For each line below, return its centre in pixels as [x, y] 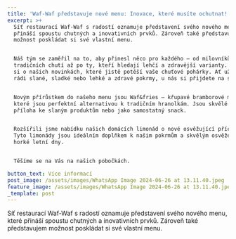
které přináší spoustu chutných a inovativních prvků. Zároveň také [103, 221]
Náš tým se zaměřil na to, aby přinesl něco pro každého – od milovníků [122, 59]
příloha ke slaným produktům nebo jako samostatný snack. [100, 110]
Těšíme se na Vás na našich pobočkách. [72, 161]
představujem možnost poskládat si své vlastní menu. [85, 228]
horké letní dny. [39, 142]
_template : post [31, 193]
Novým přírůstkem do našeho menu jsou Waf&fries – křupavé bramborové [119, 97]
